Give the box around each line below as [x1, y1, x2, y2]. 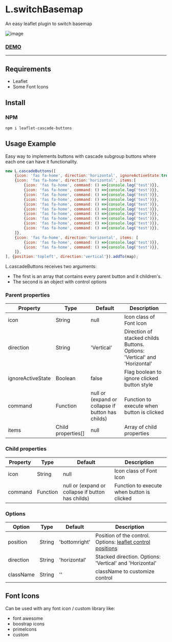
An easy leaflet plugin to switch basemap [5, 20, 92, 27]
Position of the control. [95, 532, 150, 539]
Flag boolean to [124, 368, 162, 376]
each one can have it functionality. [5, 158, 78, 164]
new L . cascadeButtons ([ [5, 168, 56, 174]
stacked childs [124, 335, 159, 342]
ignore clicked [124, 375, 159, 382]
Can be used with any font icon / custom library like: [5, 605, 115, 611]
